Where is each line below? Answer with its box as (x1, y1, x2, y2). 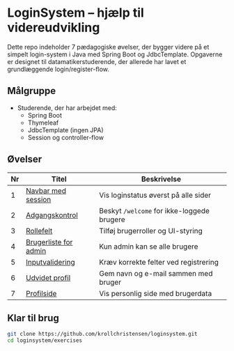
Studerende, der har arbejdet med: (17, 103, 117, 112)
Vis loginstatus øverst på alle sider (99, 190, 211, 200)
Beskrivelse (141, 174, 181, 184)
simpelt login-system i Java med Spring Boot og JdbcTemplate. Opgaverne (7, 50, 223, 58)
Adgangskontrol (25, 210, 78, 220)
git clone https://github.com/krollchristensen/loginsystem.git (7, 331, 198, 338)
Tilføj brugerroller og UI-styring (99, 226, 203, 235)
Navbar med (25, 186, 66, 196)
